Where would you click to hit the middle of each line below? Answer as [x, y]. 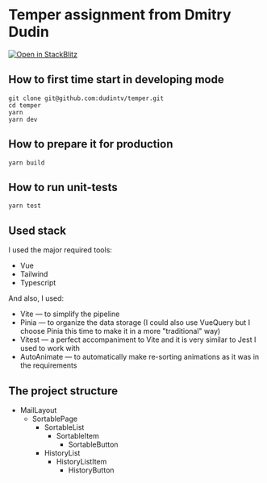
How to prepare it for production [91, 144]
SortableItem [77, 436]
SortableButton [93, 444]
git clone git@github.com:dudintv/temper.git [86, 98]
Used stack [38, 230]
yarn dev [23, 119]
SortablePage [55, 418]
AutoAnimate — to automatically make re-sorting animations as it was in [140, 357]
